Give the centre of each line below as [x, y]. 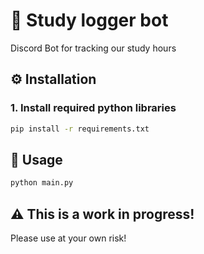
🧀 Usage [36, 159]
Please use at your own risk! [68, 238]
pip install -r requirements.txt [80, 129]
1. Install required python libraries [93, 108]
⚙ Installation [53, 79]
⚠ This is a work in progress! [102, 214]
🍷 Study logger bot [89, 20]
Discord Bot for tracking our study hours [93, 48]
